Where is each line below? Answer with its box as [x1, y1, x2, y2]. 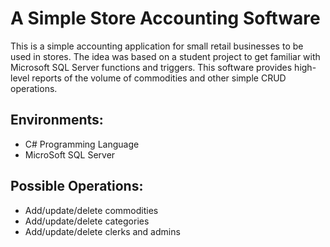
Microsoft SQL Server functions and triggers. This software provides [10, 61, 293, 73]
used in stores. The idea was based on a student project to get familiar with [10, 50, 321, 62]
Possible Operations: [10, 178, 144, 195]
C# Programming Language [24, 138, 140, 150]
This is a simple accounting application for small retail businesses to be [10, 40, 304, 52]
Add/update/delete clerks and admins [24, 225, 181, 237]
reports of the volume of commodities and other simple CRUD [31, 72, 287, 84]
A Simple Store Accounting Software [10, 7, 321, 30]
